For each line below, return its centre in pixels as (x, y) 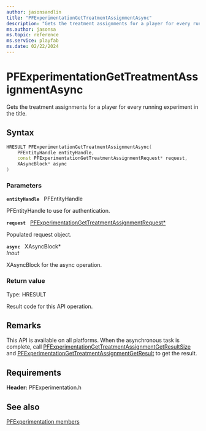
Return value (26, 281)
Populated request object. (39, 235)
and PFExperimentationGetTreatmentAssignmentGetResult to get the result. (102, 354)
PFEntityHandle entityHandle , (56, 152)
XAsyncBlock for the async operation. (54, 265)
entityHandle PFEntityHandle (45, 199)
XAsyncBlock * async (42, 164)
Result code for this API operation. (50, 306)
